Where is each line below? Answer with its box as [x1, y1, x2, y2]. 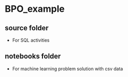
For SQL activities [12, 37, 50, 43]
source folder [5, 24, 49, 32]
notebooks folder [5, 52, 61, 61]
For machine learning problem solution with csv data [12, 65, 123, 72]
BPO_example [5, 3, 65, 15]
